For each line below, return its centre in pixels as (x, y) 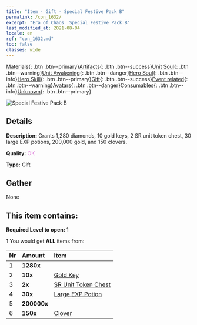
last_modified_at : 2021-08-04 (43, 28)
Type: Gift (18, 165)
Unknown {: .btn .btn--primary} (54, 91)
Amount (33, 256)
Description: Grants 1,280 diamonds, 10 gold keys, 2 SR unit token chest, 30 (98, 135)
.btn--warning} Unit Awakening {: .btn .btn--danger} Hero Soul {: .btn (87, 73)
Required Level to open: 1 (37, 230)
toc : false (19, 45)
